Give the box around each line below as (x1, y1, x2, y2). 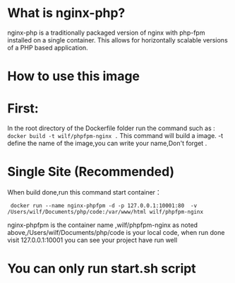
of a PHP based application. (7, 43, 88, 52)
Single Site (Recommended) (7, 164, 175, 180)
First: (7, 100, 39, 117)
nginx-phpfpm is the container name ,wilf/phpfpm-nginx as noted (7, 221, 198, 229)
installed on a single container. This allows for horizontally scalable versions (7, 35, 228, 44)
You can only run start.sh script (7, 260, 196, 277)
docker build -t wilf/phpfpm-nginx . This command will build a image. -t (7, 132, 224, 140)
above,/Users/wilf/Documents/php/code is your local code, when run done (7, 229, 225, 236)
